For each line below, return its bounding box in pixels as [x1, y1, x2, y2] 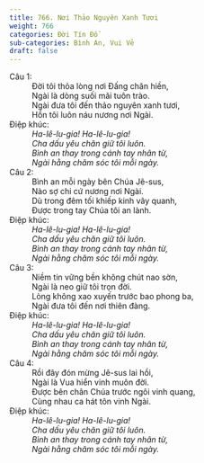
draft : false [9, 47, 58, 56]
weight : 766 [9, 22, 54, 31]
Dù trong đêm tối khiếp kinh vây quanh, [31, 195, 178, 207]
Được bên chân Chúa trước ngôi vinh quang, [31, 387, 196, 397]
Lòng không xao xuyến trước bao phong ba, [31, 291, 194, 302]
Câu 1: [9, 71, 33, 82]
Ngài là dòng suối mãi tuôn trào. [31, 91, 150, 102]
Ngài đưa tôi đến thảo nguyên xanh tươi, [31, 100, 181, 111]
